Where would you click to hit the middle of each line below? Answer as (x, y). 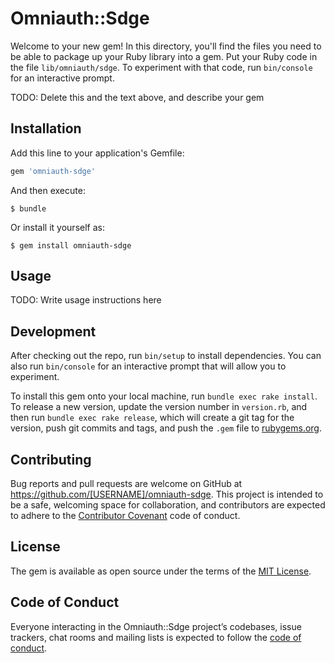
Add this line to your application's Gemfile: (97, 153)
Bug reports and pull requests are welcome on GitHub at (126, 484)
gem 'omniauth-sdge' (53, 171)
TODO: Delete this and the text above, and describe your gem (137, 97)
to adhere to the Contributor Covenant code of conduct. (125, 516)
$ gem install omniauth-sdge (71, 245)
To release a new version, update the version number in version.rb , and (159, 407)
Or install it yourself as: (57, 227)
